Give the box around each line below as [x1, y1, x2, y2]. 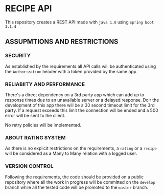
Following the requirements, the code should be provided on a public [5, 174, 144, 180]
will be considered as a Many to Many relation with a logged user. [5, 151, 138, 156]
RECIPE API [5, 3, 52, 14]
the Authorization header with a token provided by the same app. [5, 68, 138, 74]
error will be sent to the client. [5, 112, 66, 118]
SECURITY [5, 52, 31, 59]
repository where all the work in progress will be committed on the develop [5, 179, 156, 185]
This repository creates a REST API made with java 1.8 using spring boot [5, 19, 154, 25]
